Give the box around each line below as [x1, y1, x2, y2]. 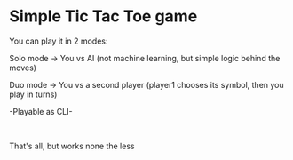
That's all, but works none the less [9, 140, 135, 151]
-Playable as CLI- [9, 106, 73, 116]
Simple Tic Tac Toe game [9, 6, 198, 27]
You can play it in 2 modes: [9, 36, 108, 46]
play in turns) [9, 89, 58, 100]
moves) [9, 62, 37, 73]
